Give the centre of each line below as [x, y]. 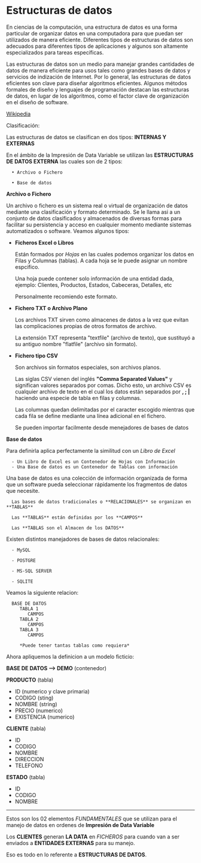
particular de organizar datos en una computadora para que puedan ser [95, 33]
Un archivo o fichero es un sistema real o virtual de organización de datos [97, 205]
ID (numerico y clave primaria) [52, 691]
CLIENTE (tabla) [26, 728]
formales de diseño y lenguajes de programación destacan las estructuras [98, 89]
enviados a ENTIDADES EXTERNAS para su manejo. [71, 843]
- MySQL [21, 550]
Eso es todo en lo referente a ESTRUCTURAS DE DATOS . [77, 855]
